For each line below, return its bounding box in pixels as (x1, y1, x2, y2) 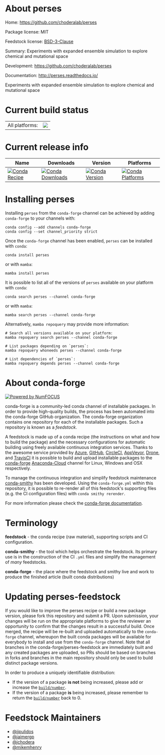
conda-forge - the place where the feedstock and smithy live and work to (5, 568, 154, 574)
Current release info (5, 142, 89, 153)
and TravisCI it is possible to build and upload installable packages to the (5, 455, 153, 461)
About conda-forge (5, 377, 85, 388)
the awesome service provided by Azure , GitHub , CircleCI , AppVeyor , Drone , (5, 449, 160, 455)
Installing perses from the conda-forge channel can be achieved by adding (5, 210, 155, 216)
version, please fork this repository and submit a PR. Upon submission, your (5, 613, 159, 619)
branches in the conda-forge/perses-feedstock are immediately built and (5, 644, 153, 650)
